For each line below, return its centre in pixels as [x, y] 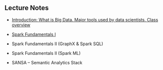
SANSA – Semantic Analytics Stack [47, 62]
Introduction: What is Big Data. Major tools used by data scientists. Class [85, 19]
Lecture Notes [27, 8]
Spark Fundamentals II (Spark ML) [46, 53]
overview [21, 25]
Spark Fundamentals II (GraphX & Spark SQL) [57, 44]
